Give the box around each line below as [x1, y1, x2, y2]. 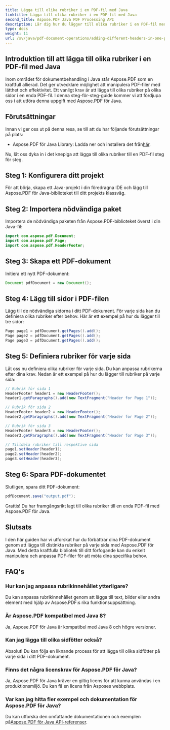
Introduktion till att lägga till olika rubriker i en [5, 54, 151, 64]
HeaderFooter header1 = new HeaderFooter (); [5, 391, 101, 396]
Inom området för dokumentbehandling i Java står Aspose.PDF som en [5, 76, 153, 82]
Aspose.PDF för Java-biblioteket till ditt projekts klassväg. [5, 190, 126, 196]
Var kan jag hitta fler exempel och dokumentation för [5, 696, 138, 703]
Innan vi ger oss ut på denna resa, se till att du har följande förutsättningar [5, 126, 159, 132]
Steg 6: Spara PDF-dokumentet [5, 470, 106, 479]
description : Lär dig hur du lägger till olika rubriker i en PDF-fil [5, 21, 157, 27]
